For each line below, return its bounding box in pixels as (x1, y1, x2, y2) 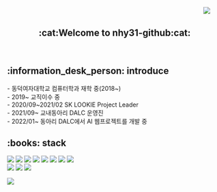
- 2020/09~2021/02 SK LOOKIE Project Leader (7, 100, 139, 109)
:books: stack (7, 137, 67, 149)
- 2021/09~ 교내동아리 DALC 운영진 (7, 109, 104, 117)
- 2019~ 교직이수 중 (7, 92, 60, 101)
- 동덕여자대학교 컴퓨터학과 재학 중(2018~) (7, 84, 121, 92)
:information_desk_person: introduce (7, 65, 169, 77)
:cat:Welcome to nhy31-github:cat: (38, 27, 191, 39)
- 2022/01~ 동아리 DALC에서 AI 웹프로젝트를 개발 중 (7, 117, 148, 125)
